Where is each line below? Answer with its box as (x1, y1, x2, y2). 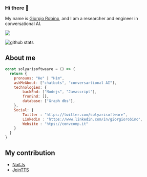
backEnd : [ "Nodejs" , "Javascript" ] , (22, 89, 97, 95)
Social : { (14, 107, 34, 112)
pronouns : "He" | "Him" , (14, 76, 64, 80)
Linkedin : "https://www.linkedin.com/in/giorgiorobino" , (22, 117, 143, 122)
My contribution (5, 149, 55, 157)
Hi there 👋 (5, 4, 29, 11)
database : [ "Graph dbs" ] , (22, 99, 76, 103)
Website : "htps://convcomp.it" (22, 121, 89, 126)
